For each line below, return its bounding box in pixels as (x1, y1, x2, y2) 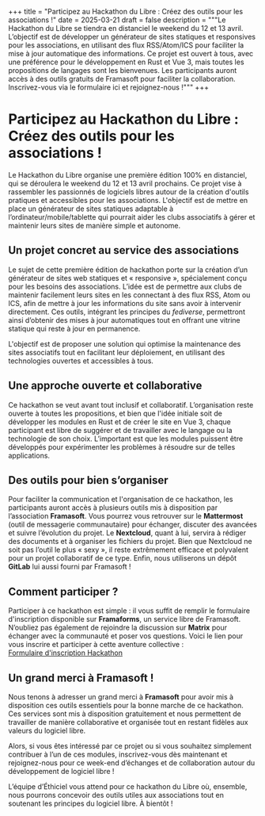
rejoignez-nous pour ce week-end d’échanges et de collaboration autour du (8, 758, 256, 768)
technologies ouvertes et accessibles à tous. (8, 356, 154, 366)
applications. (8, 450, 50, 460)
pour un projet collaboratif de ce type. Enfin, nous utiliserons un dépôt (8, 554, 237, 563)
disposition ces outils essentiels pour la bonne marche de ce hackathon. (8, 701, 244, 710)
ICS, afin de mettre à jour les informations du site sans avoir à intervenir (8, 298, 241, 308)
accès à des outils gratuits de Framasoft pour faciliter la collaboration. (8, 75, 236, 83)
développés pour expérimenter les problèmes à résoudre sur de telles (8, 442, 236, 451)
